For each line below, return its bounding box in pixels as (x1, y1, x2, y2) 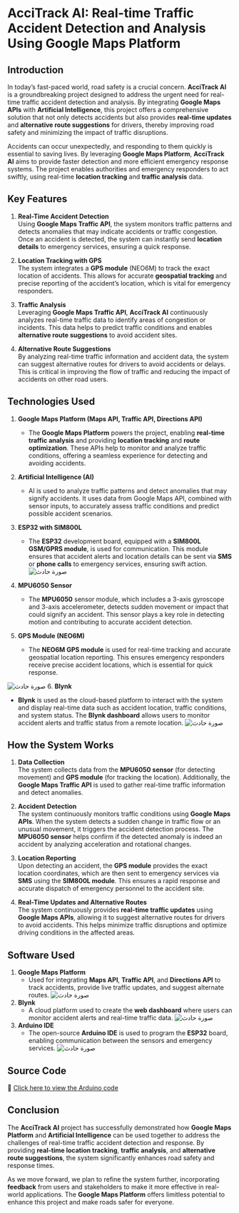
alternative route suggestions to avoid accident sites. (17, 331, 178, 339)
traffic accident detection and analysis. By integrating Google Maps (21, 98, 221, 106)
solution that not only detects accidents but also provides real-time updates (7, 113, 232, 121)
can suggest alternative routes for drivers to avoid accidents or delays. (17, 359, 226, 368)
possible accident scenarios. (28, 509, 113, 518)
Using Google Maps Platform (7, 36, 180, 51)
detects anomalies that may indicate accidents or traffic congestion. (17, 227, 218, 236)
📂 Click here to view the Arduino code (7, 1084, 119, 1092)
